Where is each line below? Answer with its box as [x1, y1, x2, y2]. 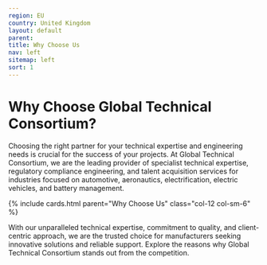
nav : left [8, 49, 41, 57]
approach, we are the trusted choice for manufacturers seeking [33, 231, 241, 240]
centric [8, 231, 32, 240]
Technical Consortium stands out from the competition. [8, 247, 190, 257]
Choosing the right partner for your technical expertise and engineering [8, 141, 243, 150]
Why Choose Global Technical [8, 97, 212, 115]
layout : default [8, 26, 62, 34]
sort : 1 [8, 64, 34, 72]
